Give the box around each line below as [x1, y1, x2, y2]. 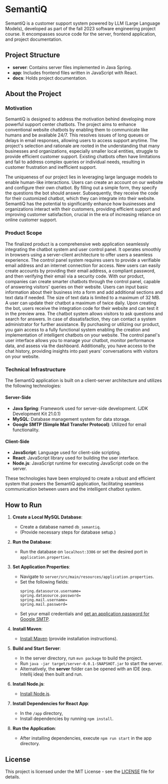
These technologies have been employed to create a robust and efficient [5, 475, 155, 482]
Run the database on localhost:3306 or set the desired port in [20, 549, 148, 555]
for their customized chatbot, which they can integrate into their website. [5, 195, 155, 202]
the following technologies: [5, 383, 61, 389]
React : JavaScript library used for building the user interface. [12, 455, 139, 461]
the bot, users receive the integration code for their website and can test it [5, 305, 159, 311]
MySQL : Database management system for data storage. [12, 416, 130, 422]
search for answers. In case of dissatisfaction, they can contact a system [5, 316, 156, 322]
